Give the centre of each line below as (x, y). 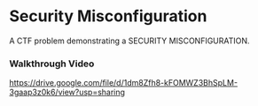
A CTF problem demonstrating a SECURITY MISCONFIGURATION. (129, 41)
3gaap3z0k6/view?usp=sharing (67, 92)
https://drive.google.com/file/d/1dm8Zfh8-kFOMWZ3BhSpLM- (123, 83)
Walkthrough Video (52, 64)
